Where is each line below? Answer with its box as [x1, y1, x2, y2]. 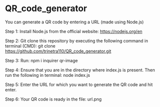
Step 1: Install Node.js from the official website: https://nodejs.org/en [5, 28, 142, 34]
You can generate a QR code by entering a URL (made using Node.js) [5, 19, 144, 25]
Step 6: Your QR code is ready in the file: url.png [5, 96, 102, 102]
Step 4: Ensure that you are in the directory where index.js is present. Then [5, 67, 156, 73]
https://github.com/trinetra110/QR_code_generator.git [5, 48, 111, 54]
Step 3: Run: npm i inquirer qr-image [5, 57, 78, 63]
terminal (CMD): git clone [5, 43, 56, 49]
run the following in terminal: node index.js [5, 72, 90, 78]
